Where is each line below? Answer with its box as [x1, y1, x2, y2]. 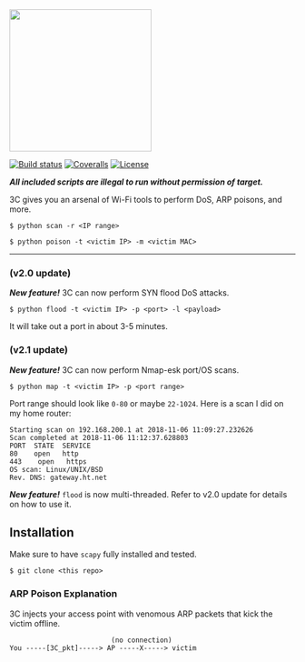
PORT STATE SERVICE [9, 441, 92, 450]
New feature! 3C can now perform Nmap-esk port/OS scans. [9, 364, 240, 376]
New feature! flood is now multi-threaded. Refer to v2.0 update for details [9, 488, 288, 499]
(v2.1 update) [9, 344, 69, 356]
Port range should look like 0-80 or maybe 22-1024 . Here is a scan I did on [9, 397, 284, 408]
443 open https [9, 456, 88, 466]
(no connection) [110, 636, 172, 645]
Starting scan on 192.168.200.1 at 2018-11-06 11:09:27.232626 [9, 425, 254, 435]
